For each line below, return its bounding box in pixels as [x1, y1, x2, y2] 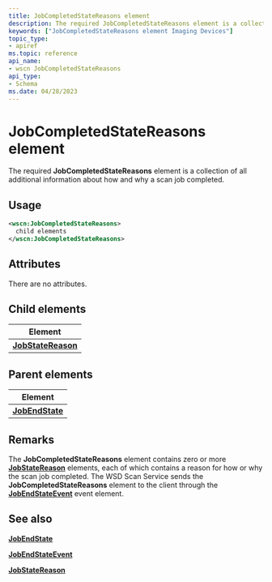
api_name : [8, 58, 42, 66]
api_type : [8, 72, 42, 80]
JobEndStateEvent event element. [8, 489, 124, 499]
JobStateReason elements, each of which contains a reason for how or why [8, 463, 263, 473]
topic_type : [8, 34, 49, 43]
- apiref [8, 42, 38, 50]
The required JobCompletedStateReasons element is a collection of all [8, 166, 247, 176]
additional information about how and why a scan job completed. [8, 175, 225, 185]
